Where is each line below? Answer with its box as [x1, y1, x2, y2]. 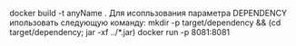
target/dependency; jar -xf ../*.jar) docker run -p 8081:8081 [9, 27, 231, 37]
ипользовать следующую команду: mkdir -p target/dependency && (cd [9, 17, 281, 28]
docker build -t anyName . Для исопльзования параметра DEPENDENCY [9, 8, 288, 18]
